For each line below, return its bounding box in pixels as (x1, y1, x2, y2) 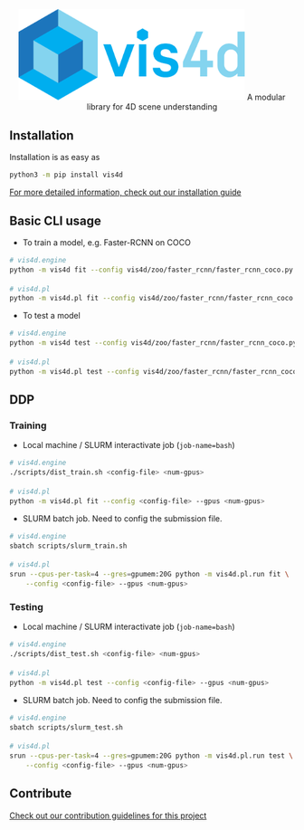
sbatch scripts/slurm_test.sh (9, 722, 124, 732)
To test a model (22, 310, 81, 321)
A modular (247, 91, 286, 103)
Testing (9, 600, 43, 613)
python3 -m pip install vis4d (9, 170, 124, 180)
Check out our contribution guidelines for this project (9, 810, 207, 821)
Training (9, 419, 47, 432)
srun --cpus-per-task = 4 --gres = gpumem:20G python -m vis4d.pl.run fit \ (9, 570, 290, 579)
